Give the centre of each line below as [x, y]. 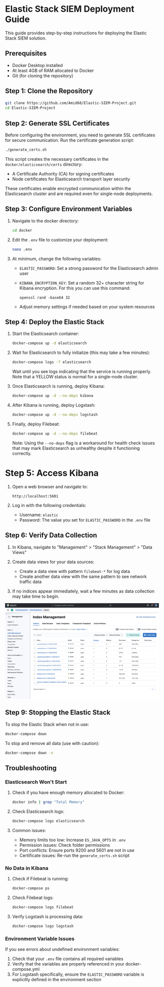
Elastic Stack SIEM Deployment [70, 9]
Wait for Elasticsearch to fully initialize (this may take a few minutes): [81, 352]
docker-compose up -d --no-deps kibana [53, 396]
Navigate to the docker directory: [45, 220]
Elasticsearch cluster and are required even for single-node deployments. [79, 194]
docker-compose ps [31, 888]
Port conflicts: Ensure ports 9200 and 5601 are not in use [77, 850]
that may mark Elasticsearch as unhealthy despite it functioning [76, 448]
